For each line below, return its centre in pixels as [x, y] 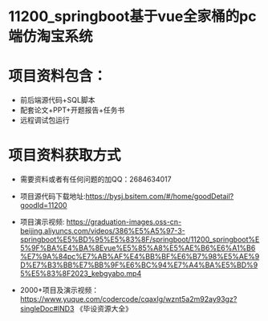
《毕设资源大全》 [104, 309]
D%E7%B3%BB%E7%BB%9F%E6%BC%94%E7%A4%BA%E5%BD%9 [139, 265]
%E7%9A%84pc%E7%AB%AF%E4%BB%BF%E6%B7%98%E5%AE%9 [140, 257]
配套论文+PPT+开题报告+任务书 [72, 110]
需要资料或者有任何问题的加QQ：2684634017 [95, 179]
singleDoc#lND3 [47, 309]
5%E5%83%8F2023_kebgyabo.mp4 [81, 274]
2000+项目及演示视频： [59, 291]
